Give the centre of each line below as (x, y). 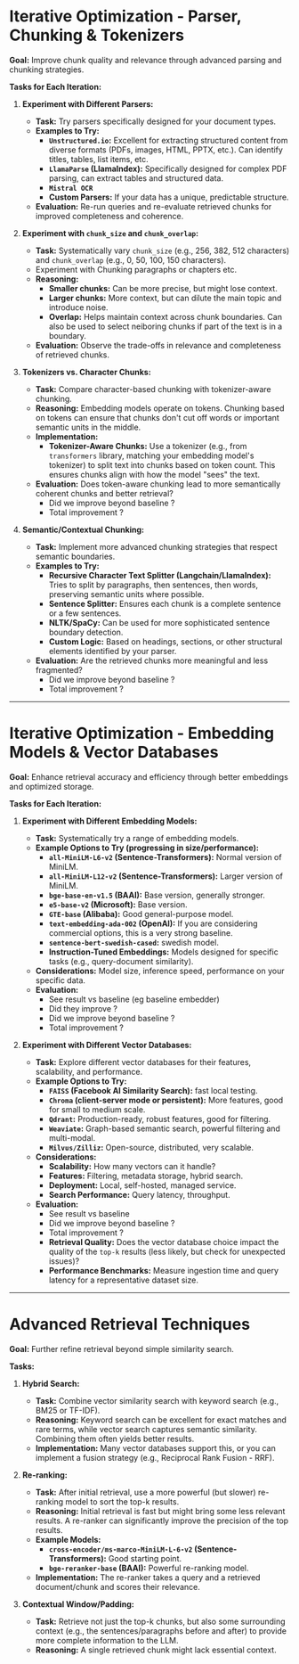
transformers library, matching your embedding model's (151, 455)
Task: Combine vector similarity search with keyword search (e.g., (157, 1400)
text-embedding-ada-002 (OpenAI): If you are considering (153, 923)
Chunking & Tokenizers (97, 35)
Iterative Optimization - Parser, (125, 16)
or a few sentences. (85, 613)
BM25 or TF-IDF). (68, 1410)
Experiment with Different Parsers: (88, 103)
